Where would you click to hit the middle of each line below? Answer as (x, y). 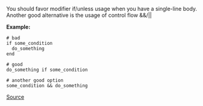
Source (15, 97)
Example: (18, 27)
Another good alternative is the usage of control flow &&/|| (79, 15)
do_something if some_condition (47, 70)
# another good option (35, 81)
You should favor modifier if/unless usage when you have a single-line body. (102, 9)
